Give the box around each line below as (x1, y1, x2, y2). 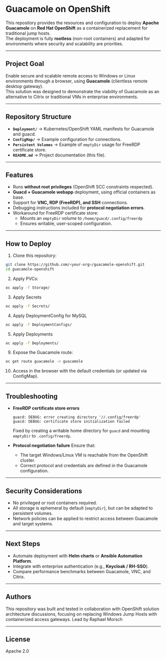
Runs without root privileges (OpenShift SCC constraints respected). (12, 184, 154, 190)
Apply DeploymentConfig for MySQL (12, 312, 87, 319)
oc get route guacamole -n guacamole (5, 359, 83, 364)
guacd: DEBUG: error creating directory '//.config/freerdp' (12, 415, 141, 420)
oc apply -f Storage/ (5, 285, 50, 290)
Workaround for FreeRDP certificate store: (12, 210, 99, 216)
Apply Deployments (12, 331, 53, 337)
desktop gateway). (5, 83, 44, 89)
